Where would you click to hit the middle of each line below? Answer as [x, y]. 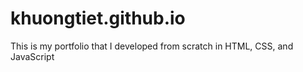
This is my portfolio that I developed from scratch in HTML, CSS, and [152, 46]
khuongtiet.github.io [98, 18]
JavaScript [32, 56]
